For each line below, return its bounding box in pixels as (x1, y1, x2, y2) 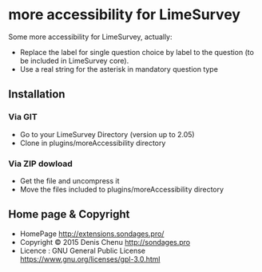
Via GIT (8, 112, 38, 123)
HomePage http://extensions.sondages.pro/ (19, 229, 165, 238)
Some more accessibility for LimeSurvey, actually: (8, 32, 173, 41)
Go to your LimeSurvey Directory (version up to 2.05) (19, 129, 195, 139)
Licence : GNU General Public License (19, 246, 146, 255)
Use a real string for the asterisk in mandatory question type (19, 64, 218, 73)
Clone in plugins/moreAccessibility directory (19, 138, 166, 148)
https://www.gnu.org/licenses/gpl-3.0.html (19, 254, 161, 264)
